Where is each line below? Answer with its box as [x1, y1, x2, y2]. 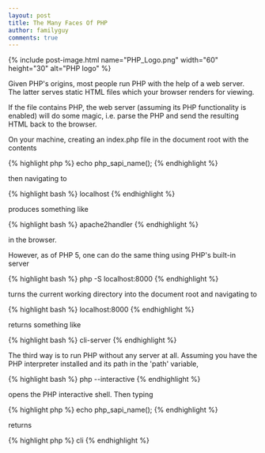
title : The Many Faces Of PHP [8, 19, 108, 27]
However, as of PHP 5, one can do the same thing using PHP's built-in [8, 251, 236, 260]
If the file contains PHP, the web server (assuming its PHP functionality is [8, 103, 247, 112]
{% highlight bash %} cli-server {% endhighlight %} [8, 335, 177, 345]
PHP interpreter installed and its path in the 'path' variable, [8, 359, 199, 368]
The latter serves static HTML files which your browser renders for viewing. [8, 88, 255, 97]
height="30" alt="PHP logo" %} [8, 64, 112, 74]
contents [8, 143, 37, 153]
